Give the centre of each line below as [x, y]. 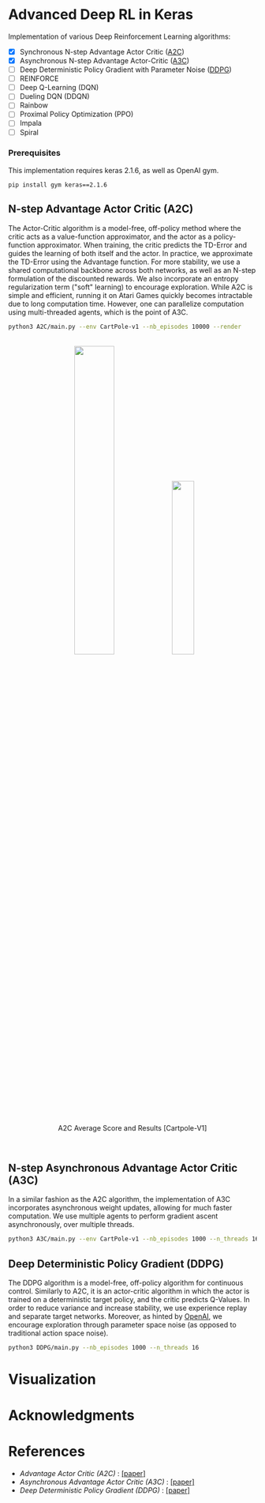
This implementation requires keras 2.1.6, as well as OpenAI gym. [114, 170]
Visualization [52, 1379]
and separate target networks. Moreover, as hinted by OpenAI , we [115, 1316]
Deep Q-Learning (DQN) [59, 88]
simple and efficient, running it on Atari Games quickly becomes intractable [131, 295]
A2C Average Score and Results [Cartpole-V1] [132, 1127]
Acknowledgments [72, 1416]
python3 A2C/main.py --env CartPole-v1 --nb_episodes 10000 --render [125, 327]
